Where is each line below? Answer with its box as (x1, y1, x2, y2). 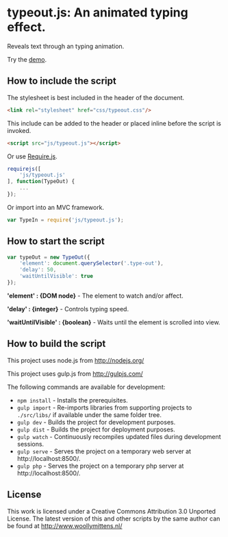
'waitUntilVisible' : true (19, 273, 94, 280)
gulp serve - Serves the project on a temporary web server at (16, 447, 192, 455)
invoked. (7, 126, 31, 134)
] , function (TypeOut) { (7, 178, 75, 185)
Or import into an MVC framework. (7, 203, 105, 211)
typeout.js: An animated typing (7, 5, 188, 21)
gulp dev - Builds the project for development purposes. (16, 418, 176, 426)
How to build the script (7, 338, 106, 350)
